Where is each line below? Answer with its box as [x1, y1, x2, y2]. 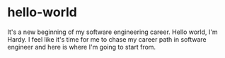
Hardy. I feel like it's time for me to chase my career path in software [7, 35, 207, 43]
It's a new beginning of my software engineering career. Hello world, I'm [7, 28, 218, 36]
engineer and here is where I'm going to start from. [7, 42, 156, 51]
